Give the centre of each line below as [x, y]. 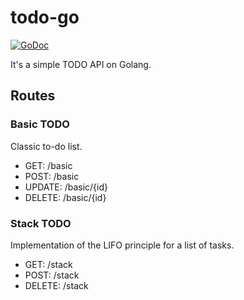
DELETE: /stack [56, 285]
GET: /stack [48, 264]
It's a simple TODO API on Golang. [81, 64]
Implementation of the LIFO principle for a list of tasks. [122, 245]
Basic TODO [40, 124]
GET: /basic [48, 165]
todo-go [45, 17]
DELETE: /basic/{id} [65, 197]
